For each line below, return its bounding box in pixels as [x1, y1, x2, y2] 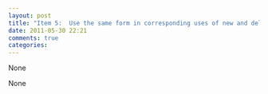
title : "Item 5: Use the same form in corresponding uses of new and [8, 19, 248, 27]
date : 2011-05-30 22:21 [8, 26, 88, 34]
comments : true [8, 33, 59, 42]
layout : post [8, 11, 52, 20]
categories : [8, 41, 48, 49]
